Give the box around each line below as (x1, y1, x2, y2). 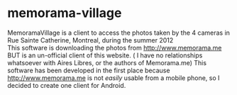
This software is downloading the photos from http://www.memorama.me (7, 43, 222, 52)
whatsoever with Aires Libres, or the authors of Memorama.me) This (7, 58, 207, 67)
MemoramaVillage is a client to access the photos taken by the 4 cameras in (7, 28, 231, 37)
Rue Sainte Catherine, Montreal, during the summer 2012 (7, 35, 174, 44)
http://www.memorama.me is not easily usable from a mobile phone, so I (7, 73, 220, 82)
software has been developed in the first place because (7, 66, 170, 74)
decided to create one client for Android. (7, 81, 126, 89)
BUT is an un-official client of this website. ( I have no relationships (7, 51, 203, 60)
